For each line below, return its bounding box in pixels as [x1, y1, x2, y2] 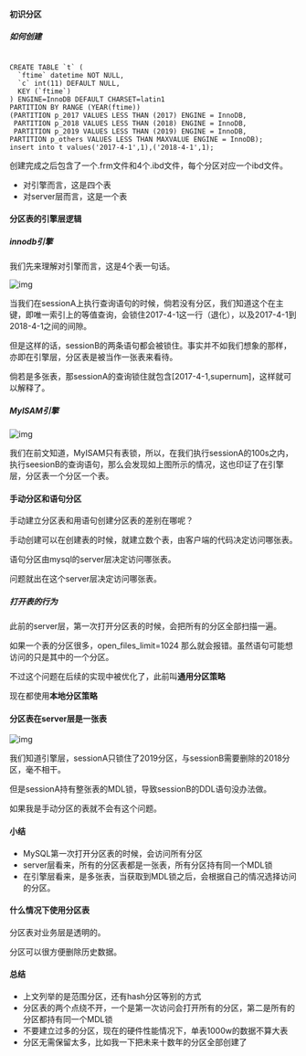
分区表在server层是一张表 [9, 713, 108, 724]
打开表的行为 [9, 595, 58, 607]
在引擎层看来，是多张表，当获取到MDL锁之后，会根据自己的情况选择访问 [22, 870, 297, 881]
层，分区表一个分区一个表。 [9, 471, 114, 482]
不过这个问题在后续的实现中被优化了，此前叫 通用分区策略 [9, 671, 226, 682]
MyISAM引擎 [9, 405, 59, 416]
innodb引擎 [9, 236, 53, 247]
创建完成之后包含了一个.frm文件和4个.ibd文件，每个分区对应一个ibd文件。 [9, 160, 289, 171]
